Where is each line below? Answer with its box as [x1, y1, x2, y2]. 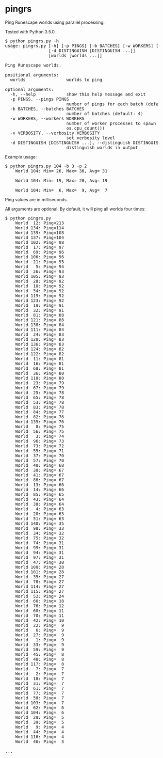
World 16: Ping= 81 [15, 361, 64, 366]
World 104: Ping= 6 [15, 710, 64, 715]
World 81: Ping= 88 [15, 312, 64, 318]
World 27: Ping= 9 [15, 632, 64, 638]
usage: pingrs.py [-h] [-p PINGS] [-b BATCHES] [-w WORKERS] [5, 43, 154, 48]
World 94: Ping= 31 [15, 550, 64, 555]
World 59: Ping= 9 [15, 647, 64, 652]
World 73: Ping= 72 [15, 443, 64, 449]
